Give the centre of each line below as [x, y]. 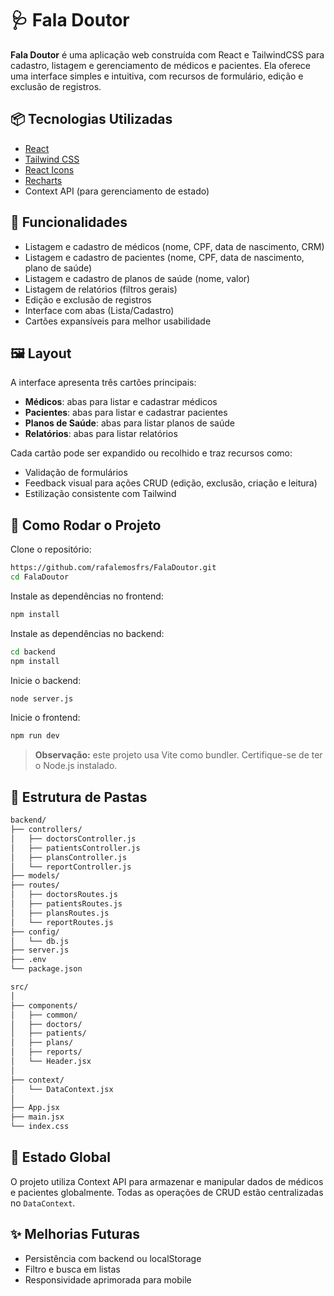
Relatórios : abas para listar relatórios [101, 434]
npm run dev [35, 736]
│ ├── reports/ [46, 1052]
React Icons [49, 169]
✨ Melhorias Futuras [75, 1234]
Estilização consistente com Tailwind [100, 494]
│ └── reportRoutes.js [62, 922]
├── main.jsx [37, 1117]
